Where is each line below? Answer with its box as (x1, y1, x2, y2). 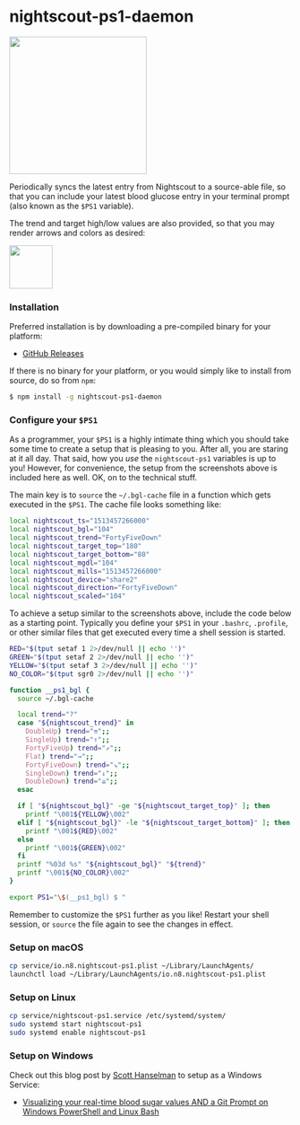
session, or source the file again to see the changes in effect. (9, 918, 234, 929)
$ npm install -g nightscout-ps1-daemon (9, 392, 163, 401)
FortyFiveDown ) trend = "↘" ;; (25, 760, 130, 769)
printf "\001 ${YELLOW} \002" (25, 810, 130, 819)
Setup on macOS (9, 941, 84, 954)
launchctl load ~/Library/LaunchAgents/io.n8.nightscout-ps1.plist (9, 970, 267, 979)
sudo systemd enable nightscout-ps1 (9, 1028, 146, 1037)
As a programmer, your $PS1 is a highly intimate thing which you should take (9, 434, 289, 445)
